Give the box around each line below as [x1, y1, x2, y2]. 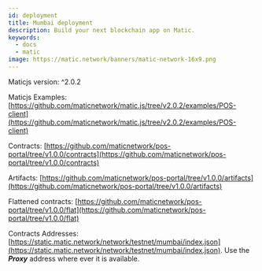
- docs [15, 41, 37, 49]
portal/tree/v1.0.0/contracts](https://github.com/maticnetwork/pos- [8, 149, 227, 158]
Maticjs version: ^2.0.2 [8, 76, 81, 87]
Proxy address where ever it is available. [8, 254, 140, 263]
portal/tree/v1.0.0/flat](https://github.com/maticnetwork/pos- [8, 205, 206, 214]
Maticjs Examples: [8, 92, 67, 102]
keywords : [8, 33, 41, 42]
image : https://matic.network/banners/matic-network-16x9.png [8, 56, 216, 64]
